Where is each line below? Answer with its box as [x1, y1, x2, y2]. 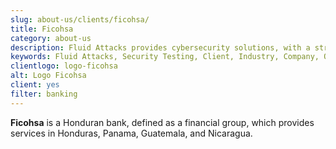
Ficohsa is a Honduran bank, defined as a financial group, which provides [10, 116, 315, 128]
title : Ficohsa [10, 24, 74, 34]
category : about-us [10, 33, 92, 43]
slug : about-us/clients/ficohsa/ [10, 14, 150, 25]
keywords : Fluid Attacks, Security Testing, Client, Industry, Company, [10, 52, 320, 62]
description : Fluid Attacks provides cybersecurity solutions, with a [10, 42, 311, 53]
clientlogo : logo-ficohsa [10, 61, 118, 71]
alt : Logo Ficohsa [10, 71, 87, 81]
